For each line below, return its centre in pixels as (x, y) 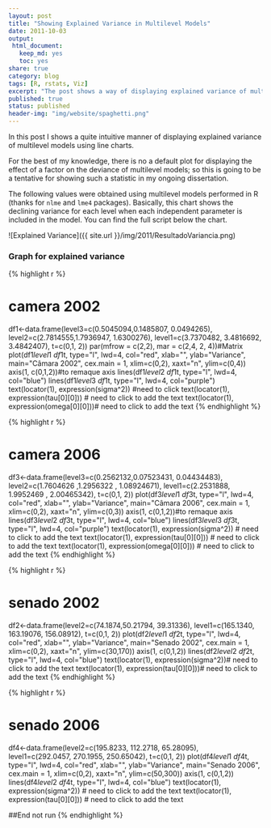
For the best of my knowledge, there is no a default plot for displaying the (130, 161)
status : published (39, 106)
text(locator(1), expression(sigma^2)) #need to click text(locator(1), (119, 389)
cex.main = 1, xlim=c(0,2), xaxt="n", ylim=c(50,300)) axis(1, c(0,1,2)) (121, 774)
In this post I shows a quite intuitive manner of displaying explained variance (135, 137)
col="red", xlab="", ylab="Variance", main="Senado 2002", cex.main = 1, (129, 643)
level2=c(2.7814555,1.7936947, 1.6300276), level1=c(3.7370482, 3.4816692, (135, 338)
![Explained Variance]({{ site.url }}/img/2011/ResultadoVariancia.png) (122, 235)
